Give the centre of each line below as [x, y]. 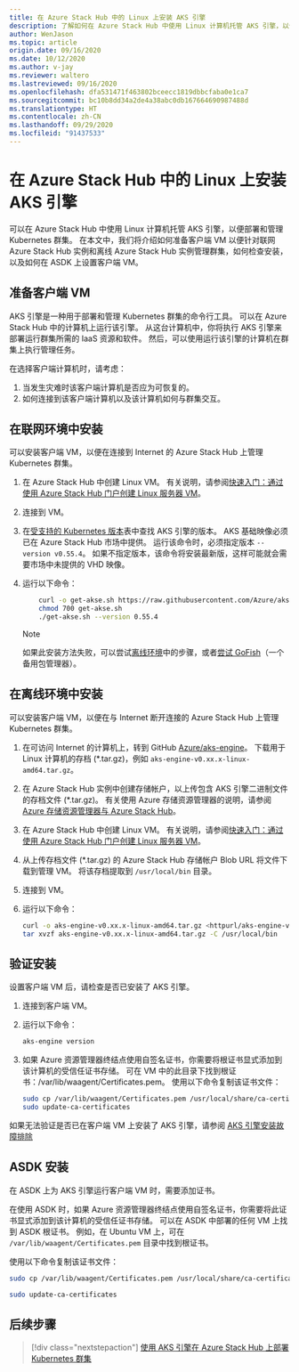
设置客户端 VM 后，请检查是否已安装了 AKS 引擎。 [101, 987]
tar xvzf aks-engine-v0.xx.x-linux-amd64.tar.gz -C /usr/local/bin [149, 934]
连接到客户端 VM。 [57, 1006]
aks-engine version [58, 1042]
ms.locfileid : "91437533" [57, 134]
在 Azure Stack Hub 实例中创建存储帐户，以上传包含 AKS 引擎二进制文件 [155, 788]
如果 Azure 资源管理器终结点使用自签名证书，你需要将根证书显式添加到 [152, 1059]
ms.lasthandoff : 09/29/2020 [61, 126]
